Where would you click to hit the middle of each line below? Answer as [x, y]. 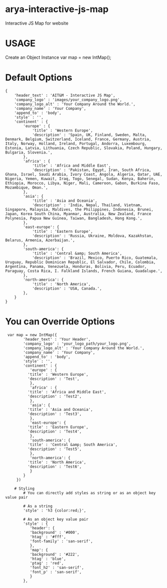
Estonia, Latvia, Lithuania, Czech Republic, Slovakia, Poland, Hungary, [84, 148]
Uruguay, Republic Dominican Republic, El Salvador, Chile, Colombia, [80, 262]
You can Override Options [60, 322]
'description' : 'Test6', [54, 467]
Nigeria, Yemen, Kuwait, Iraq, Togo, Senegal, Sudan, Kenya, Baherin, [80, 179]
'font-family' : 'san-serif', [61, 541]
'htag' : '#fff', [48, 537]
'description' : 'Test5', [54, 449]
